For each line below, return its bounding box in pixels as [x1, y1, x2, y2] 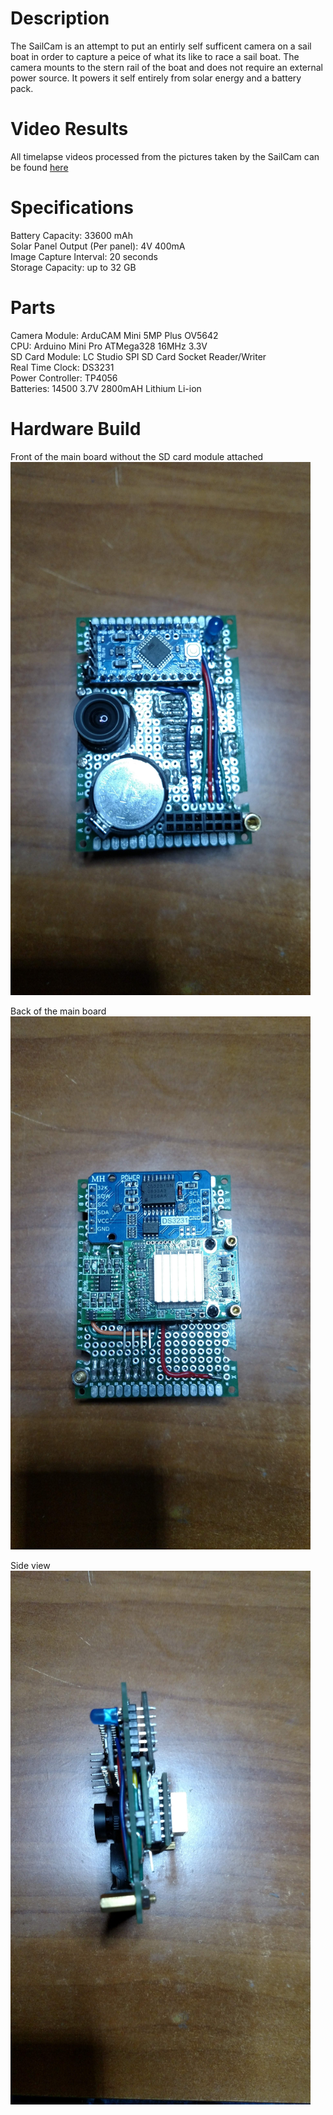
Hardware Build [10, 417, 142, 440]
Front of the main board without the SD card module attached [10, 450, 264, 462]
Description [10, 7, 110, 30]
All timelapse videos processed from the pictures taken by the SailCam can [10, 150, 320, 162]
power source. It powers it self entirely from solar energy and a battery [10, 72, 302, 84]
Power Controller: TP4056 [10, 372, 118, 384]
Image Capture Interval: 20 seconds [10, 250, 158, 262]
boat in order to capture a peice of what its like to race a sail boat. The [10, 50, 300, 62]
